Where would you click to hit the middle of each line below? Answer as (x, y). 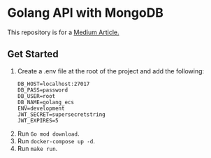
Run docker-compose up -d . (56, 141)
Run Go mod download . (48, 134)
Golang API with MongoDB (86, 13)
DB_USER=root (36, 96)
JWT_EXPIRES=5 (38, 120)
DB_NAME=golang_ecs (46, 102)
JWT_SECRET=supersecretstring (61, 114)
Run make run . (37, 148)
